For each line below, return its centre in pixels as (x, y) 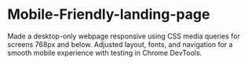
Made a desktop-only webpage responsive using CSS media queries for (124, 36)
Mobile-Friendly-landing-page (109, 14)
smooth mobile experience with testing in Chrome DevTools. (105, 52)
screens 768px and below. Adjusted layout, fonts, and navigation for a (120, 44)
